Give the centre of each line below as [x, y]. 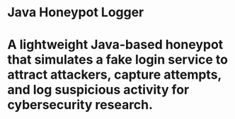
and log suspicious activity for [98, 90]
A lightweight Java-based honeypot [115, 45]
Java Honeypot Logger [76, 12]
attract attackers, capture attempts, [114, 75]
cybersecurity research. [80, 105]
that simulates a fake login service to [118, 60]
